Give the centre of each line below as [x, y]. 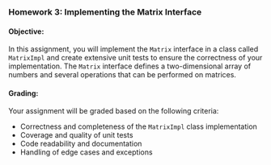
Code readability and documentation [81, 144]
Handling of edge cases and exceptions [86, 152]
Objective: [26, 31]
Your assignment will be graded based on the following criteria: [114, 111]
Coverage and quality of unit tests [76, 135]
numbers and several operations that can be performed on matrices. [123, 75]
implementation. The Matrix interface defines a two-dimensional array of [130, 66]
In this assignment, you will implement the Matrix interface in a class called [133, 49]
